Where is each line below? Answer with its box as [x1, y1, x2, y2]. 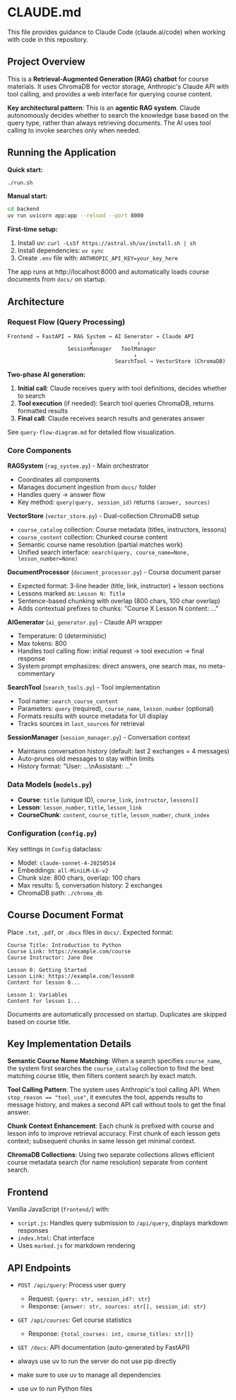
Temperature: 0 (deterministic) [17, 632, 107, 640]
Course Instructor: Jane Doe [7, 954, 93, 961]
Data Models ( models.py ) [7, 780, 93, 790]
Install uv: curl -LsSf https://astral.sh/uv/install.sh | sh [17, 239, 196, 247]
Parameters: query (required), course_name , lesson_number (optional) [17, 705, 214, 713]
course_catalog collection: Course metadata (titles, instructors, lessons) [17, 525, 228, 534]
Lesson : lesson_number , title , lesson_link [17, 803, 143, 812]
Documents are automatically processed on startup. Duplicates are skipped [7, 1009, 227, 1018]
